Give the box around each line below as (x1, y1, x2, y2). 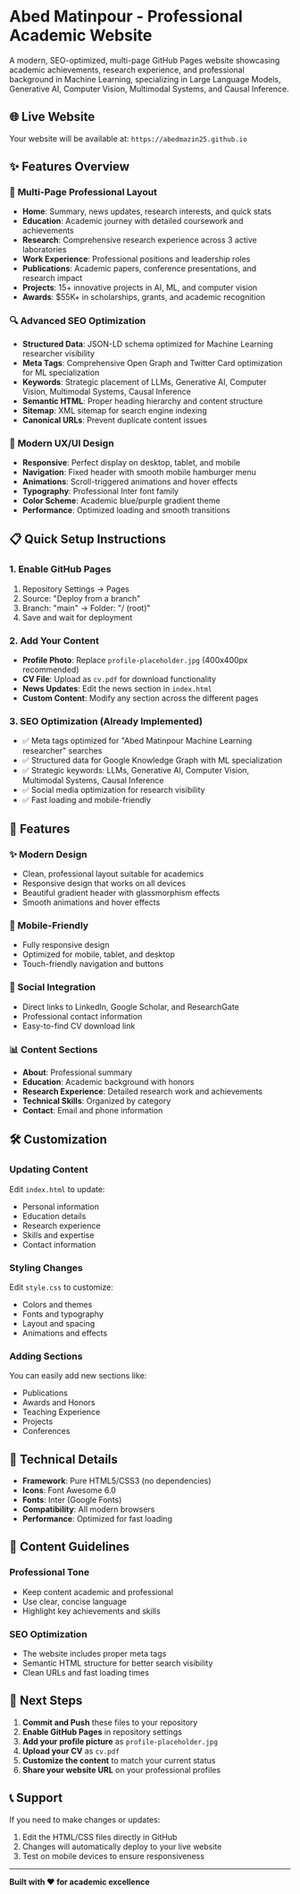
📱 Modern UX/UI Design (9, 437, 114, 449)
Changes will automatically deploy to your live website (21, 1841, 222, 1852)
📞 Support (9, 1790, 63, 1805)
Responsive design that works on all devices (21, 878, 186, 888)
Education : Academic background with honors (21, 1076, 195, 1087)
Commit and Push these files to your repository (21, 1717, 198, 1728)
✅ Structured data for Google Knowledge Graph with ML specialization (21, 755, 283, 766)
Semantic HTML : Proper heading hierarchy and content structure (21, 396, 263, 406)
